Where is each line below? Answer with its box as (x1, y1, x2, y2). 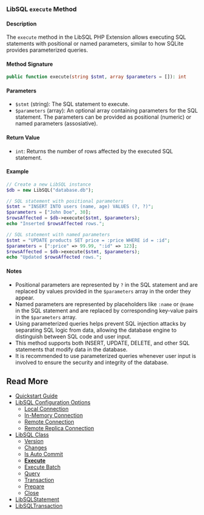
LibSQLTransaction (15, 502, 63, 510)
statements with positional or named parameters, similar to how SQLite (6, 40, 184, 47)
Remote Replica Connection (24, 425, 94, 432)
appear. (15, 294, 35, 301)
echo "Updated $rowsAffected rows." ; (6, 254, 102, 261)
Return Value (6, 134, 40, 141)
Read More (6, 376, 49, 387)
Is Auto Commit (24, 450, 63, 458)
